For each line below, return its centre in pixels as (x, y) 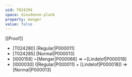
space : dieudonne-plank (30, 15)
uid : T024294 (19, 10)
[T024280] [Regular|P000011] (43, 48)
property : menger (23, 19)
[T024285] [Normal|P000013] (43, 54)
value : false (19, 24)
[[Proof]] (14, 38)
